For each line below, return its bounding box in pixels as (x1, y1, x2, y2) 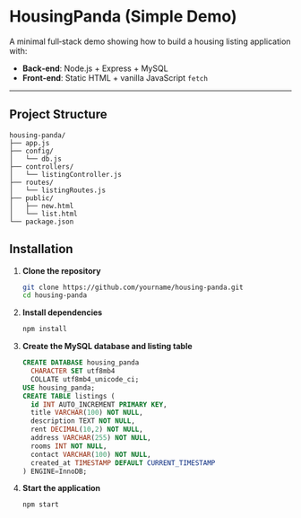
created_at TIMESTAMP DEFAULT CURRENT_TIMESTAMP (30, 458, 216, 468)
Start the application (21, 483, 101, 494)
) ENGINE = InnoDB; (21, 467, 88, 476)
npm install (21, 325, 67, 334)
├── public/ (9, 193, 54, 203)
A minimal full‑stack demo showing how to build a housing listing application (9, 36, 291, 47)
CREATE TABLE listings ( (21, 391, 116, 400)
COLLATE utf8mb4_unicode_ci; (30, 374, 140, 383)
